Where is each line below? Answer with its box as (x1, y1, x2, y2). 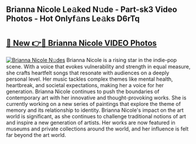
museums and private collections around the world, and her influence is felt (6, 125, 189, 132)
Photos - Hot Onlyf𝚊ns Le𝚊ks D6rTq (6, 14, 140, 24)
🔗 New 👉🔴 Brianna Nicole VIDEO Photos (6, 38, 157, 48)
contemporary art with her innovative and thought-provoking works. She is (6, 94, 187, 101)
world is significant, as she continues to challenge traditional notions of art (6, 113, 187, 119)
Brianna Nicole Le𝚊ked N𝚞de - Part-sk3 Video (6, 5, 177, 15)
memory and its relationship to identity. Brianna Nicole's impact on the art (6, 107, 184, 114)
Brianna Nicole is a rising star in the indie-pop (66, 57, 177, 63)
